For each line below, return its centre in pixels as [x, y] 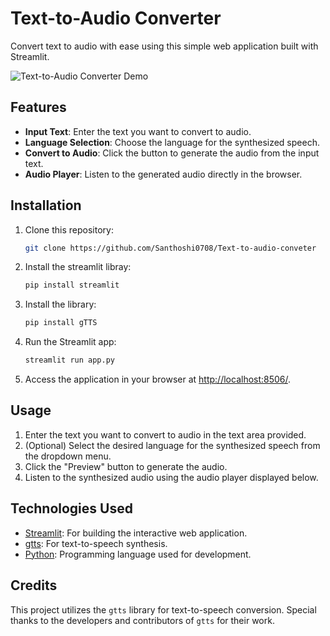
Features [38, 107]
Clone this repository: [69, 229]
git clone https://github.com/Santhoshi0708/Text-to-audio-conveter [170, 248]
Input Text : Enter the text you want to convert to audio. [138, 131]
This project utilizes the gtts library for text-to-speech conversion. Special [163, 609]
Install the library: [60, 304]
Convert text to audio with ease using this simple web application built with [164, 46]
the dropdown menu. [68, 456]
